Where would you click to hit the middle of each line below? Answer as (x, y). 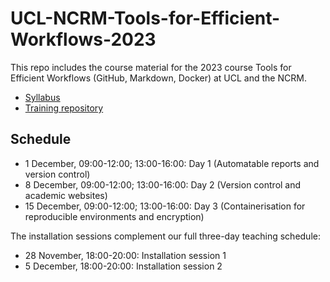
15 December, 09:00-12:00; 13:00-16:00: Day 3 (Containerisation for (165, 206)
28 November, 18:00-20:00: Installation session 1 (125, 255)
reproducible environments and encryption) (114, 216)
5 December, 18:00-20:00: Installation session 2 (123, 266)
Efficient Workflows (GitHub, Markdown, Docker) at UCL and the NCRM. (158, 78)
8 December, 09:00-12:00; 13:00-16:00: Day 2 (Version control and (163, 184)
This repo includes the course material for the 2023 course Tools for (151, 67)
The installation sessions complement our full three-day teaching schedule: (165, 236)
